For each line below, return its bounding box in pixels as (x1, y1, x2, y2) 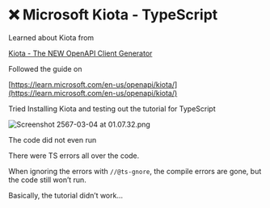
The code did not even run (8, 135, 97, 144)
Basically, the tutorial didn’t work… (8, 190, 124, 200)
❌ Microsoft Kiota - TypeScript (8, 6, 218, 24)
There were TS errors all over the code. (8, 151, 140, 160)
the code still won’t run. (8, 175, 86, 185)
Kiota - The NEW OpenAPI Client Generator (8, 48, 153, 58)
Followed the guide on (8, 64, 82, 73)
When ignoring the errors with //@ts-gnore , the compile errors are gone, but (8, 166, 262, 176)
